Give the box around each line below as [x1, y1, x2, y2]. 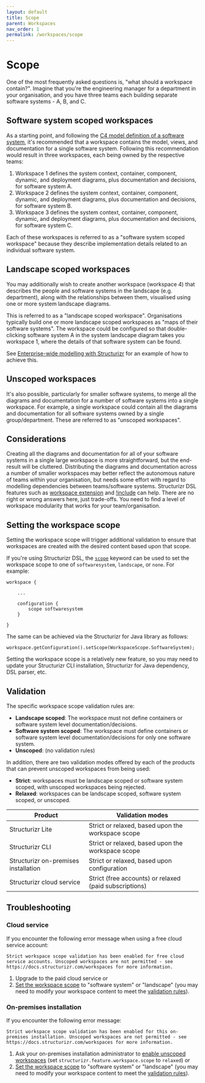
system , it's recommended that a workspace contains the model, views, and [6, 138, 198, 146]
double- [167, 325, 188, 332]
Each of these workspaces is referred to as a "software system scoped [6, 233, 185, 240]
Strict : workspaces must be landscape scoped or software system [15, 776, 183, 784]
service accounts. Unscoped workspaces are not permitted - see [6, 958, 173, 964]
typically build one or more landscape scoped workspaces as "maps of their [6, 318, 198, 326]
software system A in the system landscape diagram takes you [27, 331, 185, 338]
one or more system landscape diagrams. [6, 300, 111, 307]
